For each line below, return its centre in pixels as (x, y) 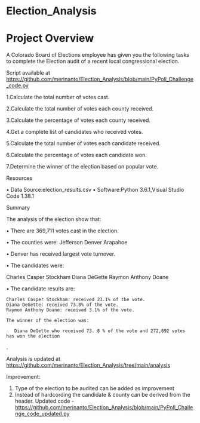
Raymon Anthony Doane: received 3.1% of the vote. (70, 310)
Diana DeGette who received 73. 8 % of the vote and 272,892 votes (100, 331)
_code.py (17, 85)
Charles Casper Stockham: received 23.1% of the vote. (76, 300)
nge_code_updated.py (42, 414)
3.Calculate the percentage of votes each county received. (79, 120)
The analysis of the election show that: (54, 219)
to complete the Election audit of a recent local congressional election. (93, 62)
